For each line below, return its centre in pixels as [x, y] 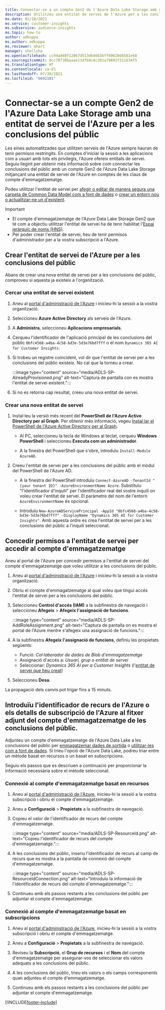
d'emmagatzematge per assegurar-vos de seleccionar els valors [77, 958]
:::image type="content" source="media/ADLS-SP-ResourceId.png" [81, 833]
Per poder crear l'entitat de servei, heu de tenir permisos [69, 234]
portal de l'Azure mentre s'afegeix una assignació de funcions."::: [78, 630]
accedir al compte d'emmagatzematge [66, 549]
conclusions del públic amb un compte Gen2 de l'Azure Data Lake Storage [80, 169]
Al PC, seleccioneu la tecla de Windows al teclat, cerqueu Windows [88, 436]
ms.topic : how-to [23, 33]
